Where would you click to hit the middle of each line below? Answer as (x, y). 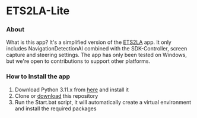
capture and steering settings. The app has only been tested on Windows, (96, 55)
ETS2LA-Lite (38, 11)
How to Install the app (38, 76)
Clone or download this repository (56, 95)
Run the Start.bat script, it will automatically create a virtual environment (103, 102)
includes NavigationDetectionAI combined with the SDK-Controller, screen (97, 49)
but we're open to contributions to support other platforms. (78, 61)
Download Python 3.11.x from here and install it (72, 90)
